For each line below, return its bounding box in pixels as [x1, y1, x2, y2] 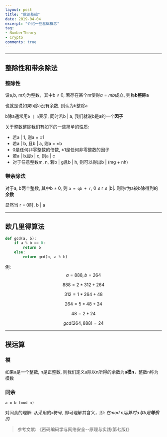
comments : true [5, 40, 37, 45]
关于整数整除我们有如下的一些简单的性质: [5, 124, 89, 130]
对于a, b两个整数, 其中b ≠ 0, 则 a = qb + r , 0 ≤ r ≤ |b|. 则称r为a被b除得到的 [5, 185, 158, 191]
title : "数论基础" [5, 12, 41, 17]
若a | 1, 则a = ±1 [12, 135, 45, 141]
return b [23, 245, 41, 250]
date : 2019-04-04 [5, 16, 41, 21]
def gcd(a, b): [5, 236, 37, 241]
